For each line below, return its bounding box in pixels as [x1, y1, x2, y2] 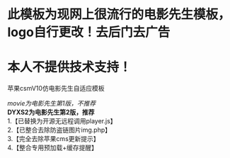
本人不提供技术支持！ [7, 60, 132, 75]
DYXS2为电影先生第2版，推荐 [7, 108, 95, 117]
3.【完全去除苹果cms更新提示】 [7, 135, 100, 143]
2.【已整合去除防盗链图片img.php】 [7, 125, 112, 135]
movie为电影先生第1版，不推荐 [7, 99, 96, 108]
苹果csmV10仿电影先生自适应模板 [7, 84, 105, 93]
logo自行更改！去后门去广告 [7, 24, 171, 40]
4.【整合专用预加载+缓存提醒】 [7, 143, 98, 152]
